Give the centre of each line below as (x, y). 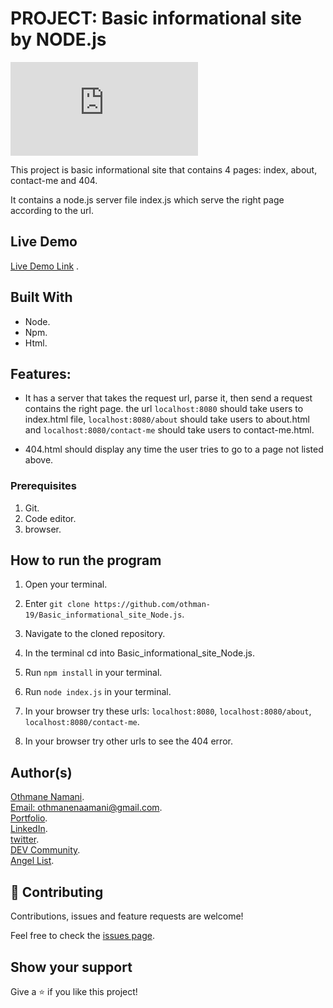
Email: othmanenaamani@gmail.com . (86, 808)
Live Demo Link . (45, 266)
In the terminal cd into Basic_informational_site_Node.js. (140, 653)
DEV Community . (45, 850)
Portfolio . (29, 818)
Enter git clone (57, 604)
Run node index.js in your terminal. (98, 692)
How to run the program (86, 560)
